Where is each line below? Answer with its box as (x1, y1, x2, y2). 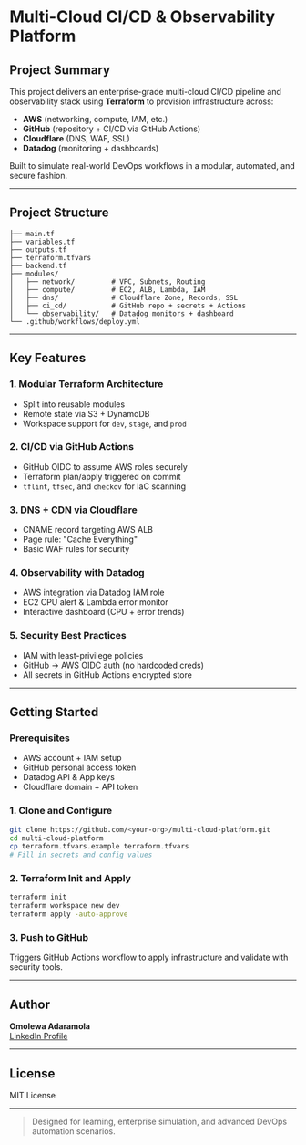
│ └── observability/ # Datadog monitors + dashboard (9, 308, 234, 318)
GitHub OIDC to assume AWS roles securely (22, 461, 189, 472)
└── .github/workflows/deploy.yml (9, 317, 141, 326)
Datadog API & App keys (22, 772, 116, 783)
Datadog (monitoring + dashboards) (22, 143, 159, 153)
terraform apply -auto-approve (9, 910, 128, 919)
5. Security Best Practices (9, 630, 127, 642)
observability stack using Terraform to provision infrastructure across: (9, 96, 274, 107)
